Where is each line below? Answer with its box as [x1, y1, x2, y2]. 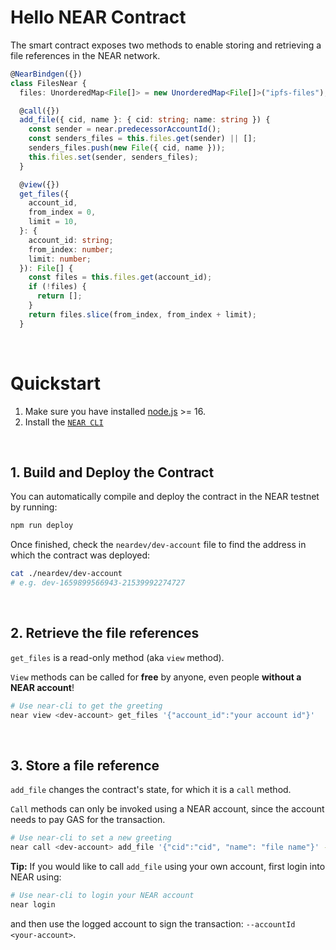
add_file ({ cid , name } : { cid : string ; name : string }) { [19, 115, 271, 125]
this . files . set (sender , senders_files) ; [28, 152, 199, 162]
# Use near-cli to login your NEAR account [10, 891, 195, 901]
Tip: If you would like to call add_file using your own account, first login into [10, 861, 326, 873]
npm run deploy [10, 521, 74, 531]
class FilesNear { [10, 78, 87, 88]
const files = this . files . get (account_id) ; [28, 272, 213, 283]
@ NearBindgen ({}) [10, 69, 83, 79]
